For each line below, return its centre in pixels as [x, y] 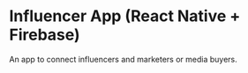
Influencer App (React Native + [125, 16]
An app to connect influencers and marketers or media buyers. [123, 59]
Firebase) [45, 35]
